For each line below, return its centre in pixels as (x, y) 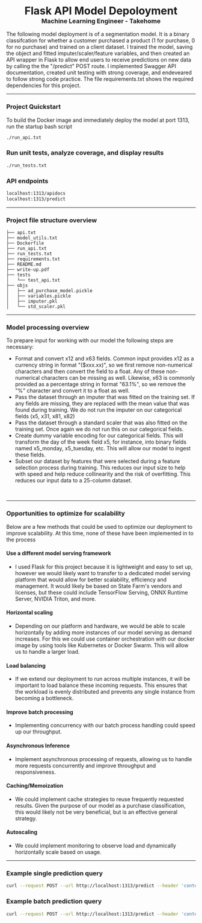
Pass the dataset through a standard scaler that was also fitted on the (101, 423)
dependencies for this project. (44, 86)
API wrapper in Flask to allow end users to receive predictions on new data (99, 60)
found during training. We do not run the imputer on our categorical (98, 410)
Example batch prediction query (54, 901)
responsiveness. (35, 772)
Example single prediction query (55, 873)
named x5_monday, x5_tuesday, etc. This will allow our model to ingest (103, 449)
